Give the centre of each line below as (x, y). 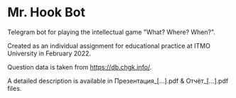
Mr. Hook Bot (46, 12)
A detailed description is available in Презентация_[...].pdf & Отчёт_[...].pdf (118, 81)
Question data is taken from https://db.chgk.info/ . (80, 67)
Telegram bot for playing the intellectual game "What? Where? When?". (111, 32)
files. (15, 88)
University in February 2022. (49, 53)
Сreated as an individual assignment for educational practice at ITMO (109, 45)
